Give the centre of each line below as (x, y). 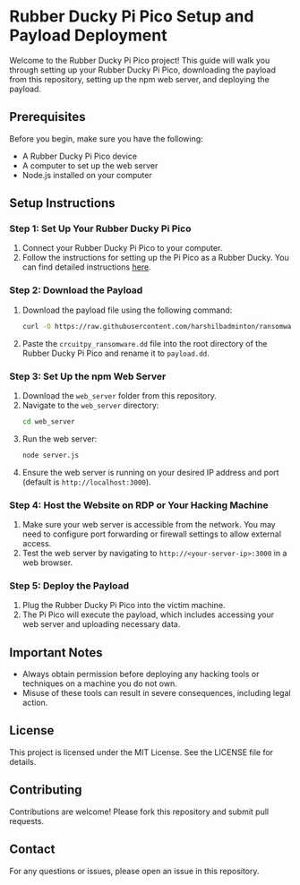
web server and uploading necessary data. (101, 624)
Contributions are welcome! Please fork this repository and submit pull (139, 812)
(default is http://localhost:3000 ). (86, 482)
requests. (27, 821)
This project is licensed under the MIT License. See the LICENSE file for (141, 752)
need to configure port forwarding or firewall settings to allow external (152, 534)
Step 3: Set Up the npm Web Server (88, 376)
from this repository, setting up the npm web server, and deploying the (140, 79)
